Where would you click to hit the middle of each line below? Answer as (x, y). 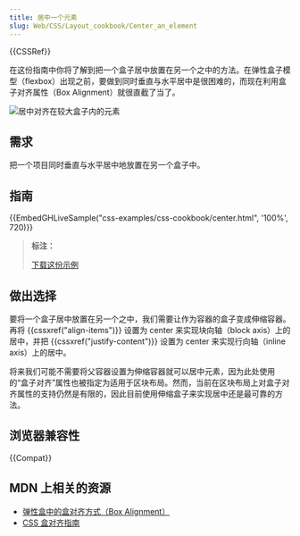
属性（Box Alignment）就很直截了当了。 (106, 92)
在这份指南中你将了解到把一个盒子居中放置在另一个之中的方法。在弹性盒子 (146, 70)
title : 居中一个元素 (43, 17)
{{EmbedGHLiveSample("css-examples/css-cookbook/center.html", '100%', (149, 218)
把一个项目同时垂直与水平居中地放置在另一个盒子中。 (107, 165)
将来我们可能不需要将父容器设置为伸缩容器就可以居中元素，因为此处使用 (142, 371)
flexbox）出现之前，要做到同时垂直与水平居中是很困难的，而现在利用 (152, 80)
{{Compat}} (30, 457)
